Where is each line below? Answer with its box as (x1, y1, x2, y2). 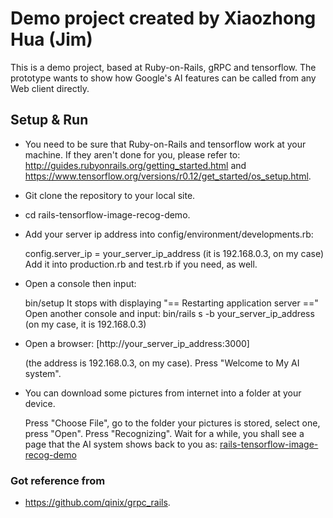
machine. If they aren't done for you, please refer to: (24, 148, 241, 161)
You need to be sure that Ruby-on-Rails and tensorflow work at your (24, 138, 307, 150)
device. (24, 397, 56, 409)
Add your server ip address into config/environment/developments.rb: (24, 228, 314, 240)
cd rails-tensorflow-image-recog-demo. (24, 208, 191, 221)
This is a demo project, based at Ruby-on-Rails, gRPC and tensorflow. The (10, 61, 317, 73)
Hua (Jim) (10, 28, 93, 51)
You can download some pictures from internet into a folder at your (24, 387, 302, 399)
